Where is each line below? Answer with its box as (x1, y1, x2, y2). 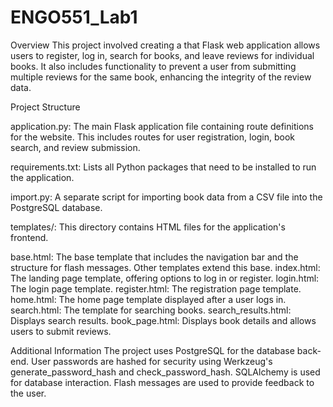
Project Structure (10, 101, 81, 113)
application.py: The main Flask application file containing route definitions (10, 120, 314, 132)
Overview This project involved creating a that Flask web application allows (10, 39, 321, 51)
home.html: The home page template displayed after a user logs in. (10, 293, 287, 305)
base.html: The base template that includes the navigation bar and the (10, 251, 299, 263)
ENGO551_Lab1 (10, 6, 138, 29)
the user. (10, 387, 47, 399)
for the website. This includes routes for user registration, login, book (10, 131, 296, 143)
